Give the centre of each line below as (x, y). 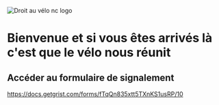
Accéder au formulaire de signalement (91, 77)
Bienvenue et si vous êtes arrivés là (110, 38)
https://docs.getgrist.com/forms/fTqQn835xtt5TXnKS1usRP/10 (95, 94)
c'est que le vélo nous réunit (89, 53)
